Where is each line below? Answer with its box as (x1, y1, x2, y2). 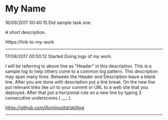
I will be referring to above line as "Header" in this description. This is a (5, 63, 151, 69)
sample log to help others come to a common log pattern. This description (5, 68, 158, 74)
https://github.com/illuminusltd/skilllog (5, 104, 84, 110)
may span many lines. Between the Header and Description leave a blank (5, 73, 156, 79)
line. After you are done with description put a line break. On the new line (5, 78, 156, 85)
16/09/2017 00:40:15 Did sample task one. (5, 19, 92, 25)
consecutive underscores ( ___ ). (5, 94, 72, 100)
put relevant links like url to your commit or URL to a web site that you (5, 84, 148, 90)
